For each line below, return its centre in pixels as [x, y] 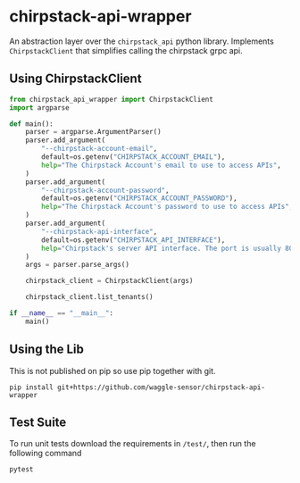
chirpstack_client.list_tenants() [89, 297]
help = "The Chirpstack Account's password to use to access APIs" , [167, 207]
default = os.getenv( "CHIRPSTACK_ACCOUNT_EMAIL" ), [133, 157]
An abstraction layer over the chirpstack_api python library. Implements [142, 41]
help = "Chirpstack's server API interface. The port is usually [161, 248]
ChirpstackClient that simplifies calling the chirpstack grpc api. [126, 50]
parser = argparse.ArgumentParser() [94, 132]
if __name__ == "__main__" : [62, 313]
